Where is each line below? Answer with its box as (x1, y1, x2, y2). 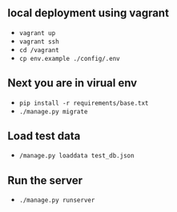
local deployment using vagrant (7, 6, 170, 20)
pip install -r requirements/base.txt (18, 99, 149, 107)
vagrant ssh (18, 38, 59, 46)
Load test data (7, 130, 81, 143)
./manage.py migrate (18, 107, 88, 115)
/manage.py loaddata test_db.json (18, 152, 135, 160)
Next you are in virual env (7, 76, 138, 90)
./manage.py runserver (18, 196, 95, 205)
